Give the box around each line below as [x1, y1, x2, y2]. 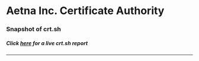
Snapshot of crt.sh [6, 25, 61, 33]
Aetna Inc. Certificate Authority [6, 4, 165, 18]
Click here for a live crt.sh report [6, 39, 88, 46]
